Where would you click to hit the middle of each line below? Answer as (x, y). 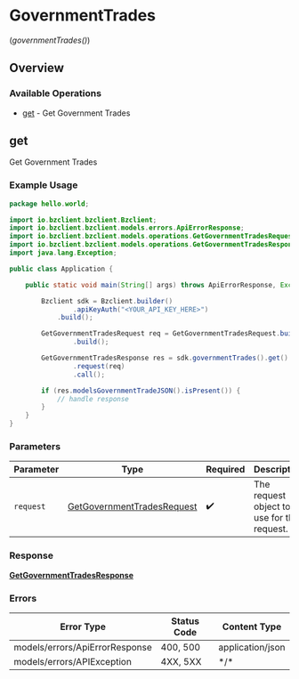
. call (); (89, 375)
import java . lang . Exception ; (63, 253)
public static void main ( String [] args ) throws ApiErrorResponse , (151, 285)
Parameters (35, 447)
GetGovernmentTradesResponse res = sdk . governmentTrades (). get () (165, 358)
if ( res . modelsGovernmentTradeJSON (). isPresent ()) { (141, 391)
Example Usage (44, 185)
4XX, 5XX (181, 662)
